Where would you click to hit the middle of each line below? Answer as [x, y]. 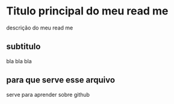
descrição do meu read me [40, 28]
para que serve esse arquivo [61, 80]
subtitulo [23, 47]
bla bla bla [19, 61]
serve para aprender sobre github [48, 94]
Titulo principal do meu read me [87, 11]
